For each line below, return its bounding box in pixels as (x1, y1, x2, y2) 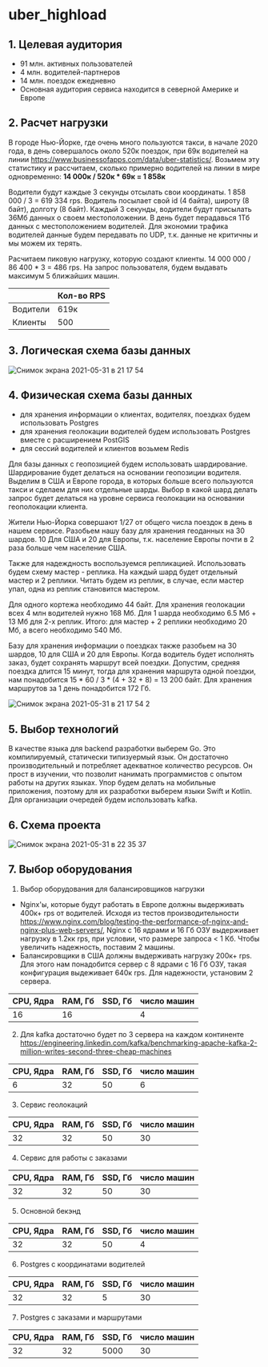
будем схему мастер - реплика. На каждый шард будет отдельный (8, 568, 238, 577)
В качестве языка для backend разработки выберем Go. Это (8, 744, 216, 754)
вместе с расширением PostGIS (19, 435, 130, 445)
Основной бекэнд (19, 1206, 82, 1215)
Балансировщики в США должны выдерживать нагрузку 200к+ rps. (19, 950, 252, 960)
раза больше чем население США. (8, 543, 127, 553)
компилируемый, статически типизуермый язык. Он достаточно (8, 752, 229, 762)
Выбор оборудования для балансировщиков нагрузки (19, 884, 206, 893)
